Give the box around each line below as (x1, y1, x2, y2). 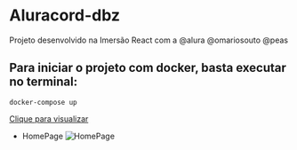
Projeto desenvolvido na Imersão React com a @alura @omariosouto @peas (9, 35, 289, 45)
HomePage (21, 130, 64, 141)
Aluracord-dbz (9, 5, 121, 26)
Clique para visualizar (9, 113, 89, 124)
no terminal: (9, 75, 78, 90)
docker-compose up (9, 98, 77, 107)
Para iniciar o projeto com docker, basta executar (9, 60, 287, 75)
